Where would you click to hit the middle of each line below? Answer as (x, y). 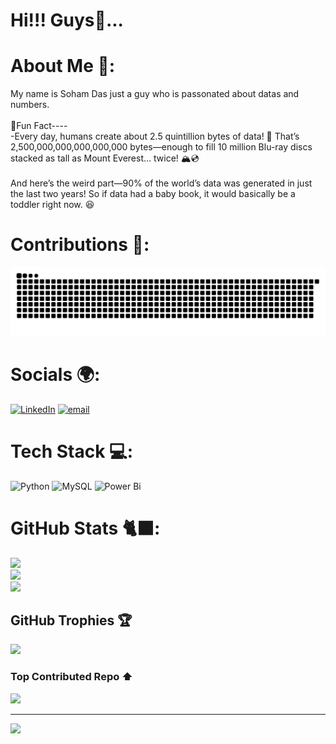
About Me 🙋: (63, 66)
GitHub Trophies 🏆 (71, 620)
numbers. (30, 105)
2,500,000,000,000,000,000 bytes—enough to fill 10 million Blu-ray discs (161, 147)
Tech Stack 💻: (72, 451)
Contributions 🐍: (80, 245)
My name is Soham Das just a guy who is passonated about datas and (155, 94)
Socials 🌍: (55, 375)
